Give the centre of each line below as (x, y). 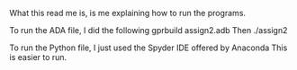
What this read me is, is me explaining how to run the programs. (127, 13)
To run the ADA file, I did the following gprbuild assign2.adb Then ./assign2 (148, 30)
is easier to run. (38, 57)
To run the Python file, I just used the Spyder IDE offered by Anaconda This (148, 48)
